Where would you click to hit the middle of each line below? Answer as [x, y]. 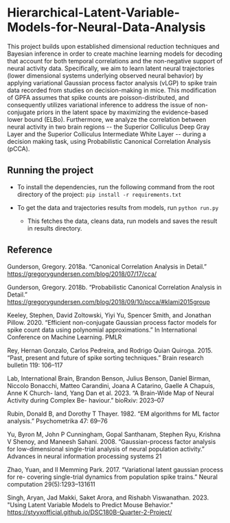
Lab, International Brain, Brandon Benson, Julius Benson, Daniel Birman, [109, 378]
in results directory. [55, 228]
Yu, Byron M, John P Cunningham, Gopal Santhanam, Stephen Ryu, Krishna [114, 434]
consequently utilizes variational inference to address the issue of [100, 105]
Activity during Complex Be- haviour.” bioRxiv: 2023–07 [86, 400]
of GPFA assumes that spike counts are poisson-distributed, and [98, 97]
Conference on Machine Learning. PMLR [65, 337]
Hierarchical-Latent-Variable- [94, 13]
